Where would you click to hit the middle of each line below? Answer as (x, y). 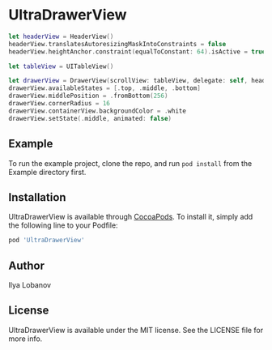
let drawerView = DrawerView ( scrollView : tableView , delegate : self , (128, 81)
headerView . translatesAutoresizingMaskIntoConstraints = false (117, 44)
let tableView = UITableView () (61, 66)
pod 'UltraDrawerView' (47, 241)
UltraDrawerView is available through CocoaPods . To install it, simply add (131, 217)
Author (26, 265)
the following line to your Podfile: (64, 225)
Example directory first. (47, 172)
